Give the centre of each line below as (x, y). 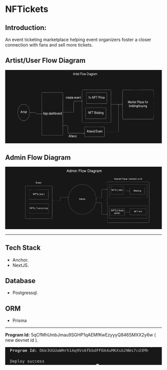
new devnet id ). (22, 340)
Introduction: (26, 28)
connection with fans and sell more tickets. (49, 45)
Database (20, 281)
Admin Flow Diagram (38, 158)
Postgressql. (25, 293)
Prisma (20, 321)
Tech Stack (23, 248)
